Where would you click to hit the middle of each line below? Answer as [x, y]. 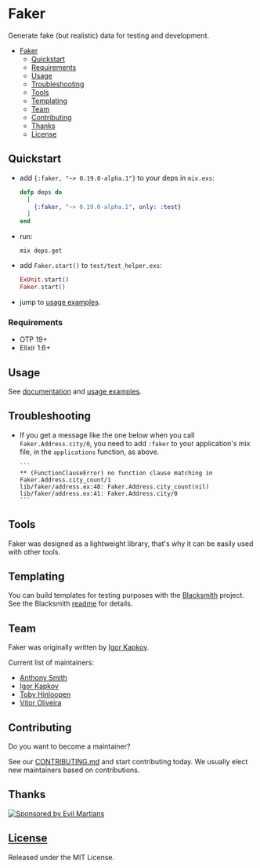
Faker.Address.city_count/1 [65, 480]
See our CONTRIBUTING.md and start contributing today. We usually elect [128, 762]
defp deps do [41, 192]
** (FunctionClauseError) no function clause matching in [116, 473]
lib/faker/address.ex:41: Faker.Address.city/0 [98, 493]
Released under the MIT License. [61, 857]
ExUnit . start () [44, 280]
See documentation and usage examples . [75, 391]
